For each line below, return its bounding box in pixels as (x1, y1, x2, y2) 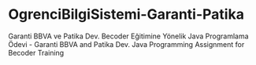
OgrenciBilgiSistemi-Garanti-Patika (8, 5, 244, 23)
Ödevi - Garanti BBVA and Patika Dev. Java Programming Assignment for (8, 39, 245, 49)
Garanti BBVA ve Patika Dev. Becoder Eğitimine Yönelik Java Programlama (8, 31, 250, 41)
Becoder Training (8, 48, 65, 57)
